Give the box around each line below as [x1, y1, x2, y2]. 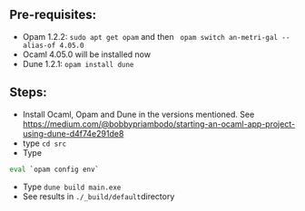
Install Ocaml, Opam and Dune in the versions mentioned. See [22, 109, 255, 120]
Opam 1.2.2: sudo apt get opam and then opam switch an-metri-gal [22, 31, 279, 42]
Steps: [9, 85, 47, 101]
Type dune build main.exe [22, 181, 122, 192]
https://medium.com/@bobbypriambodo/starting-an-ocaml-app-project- [22, 118, 296, 129]
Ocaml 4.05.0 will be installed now [22, 49, 152, 60]
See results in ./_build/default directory [22, 190, 175, 202]
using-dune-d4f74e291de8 [22, 128, 124, 139]
